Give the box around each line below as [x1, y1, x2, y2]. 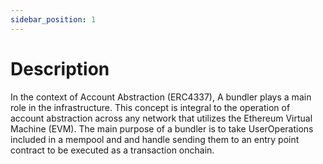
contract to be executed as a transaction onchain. [10, 144, 215, 156]
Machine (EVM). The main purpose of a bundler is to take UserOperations [10, 122, 314, 135]
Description [10, 57, 110, 80]
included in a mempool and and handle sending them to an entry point [10, 133, 300, 145]
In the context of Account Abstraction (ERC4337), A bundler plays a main [10, 91, 312, 103]
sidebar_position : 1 [10, 14, 97, 25]
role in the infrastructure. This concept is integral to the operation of [10, 101, 291, 113]
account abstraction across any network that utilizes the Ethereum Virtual [10, 112, 313, 124]
